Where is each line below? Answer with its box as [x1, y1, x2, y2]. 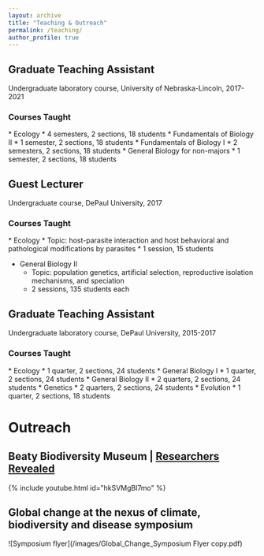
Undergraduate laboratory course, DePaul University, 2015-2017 [8, 328, 217, 338]
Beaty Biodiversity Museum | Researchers [8, 450, 220, 463]
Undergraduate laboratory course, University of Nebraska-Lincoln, [8, 83, 225, 93]
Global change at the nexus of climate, [8, 506, 201, 519]
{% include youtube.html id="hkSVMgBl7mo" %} [8, 483, 166, 492]
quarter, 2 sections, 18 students [8, 391, 110, 400]
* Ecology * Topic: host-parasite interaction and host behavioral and [8, 235, 229, 245]
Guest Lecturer [8, 177, 84, 191]
